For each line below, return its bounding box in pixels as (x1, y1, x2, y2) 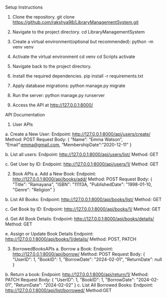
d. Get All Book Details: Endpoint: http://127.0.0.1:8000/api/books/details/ (5, 216, 155, 221)
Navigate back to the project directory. (12, 63, 92, 69)
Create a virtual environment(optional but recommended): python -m (12, 38, 154, 44)
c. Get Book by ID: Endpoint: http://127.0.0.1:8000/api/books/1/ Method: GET (5, 206, 161, 212)
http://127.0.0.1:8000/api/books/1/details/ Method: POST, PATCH (5, 236, 137, 242)
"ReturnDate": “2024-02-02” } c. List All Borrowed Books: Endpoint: (13, 282, 154, 288)
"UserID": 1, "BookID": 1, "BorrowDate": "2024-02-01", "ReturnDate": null (12, 256, 162, 262)
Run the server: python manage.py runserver (12, 92, 105, 98)
